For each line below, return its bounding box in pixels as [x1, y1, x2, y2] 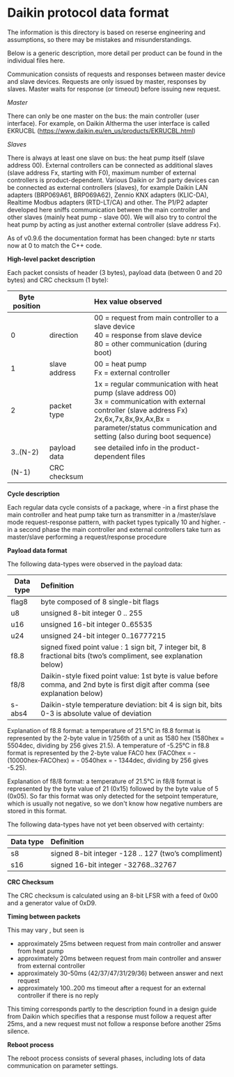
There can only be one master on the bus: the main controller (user [7, 112, 200, 120]
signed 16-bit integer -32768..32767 [50, 860, 178, 870]
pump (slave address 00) [93, 387, 177, 397]
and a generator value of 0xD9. [7, 898, 97, 907]
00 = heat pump [93, 359, 147, 369]
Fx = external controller [93, 368, 171, 378]
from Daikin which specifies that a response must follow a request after [7, 1012, 212, 1020]
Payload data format [7, 546, 68, 554]
